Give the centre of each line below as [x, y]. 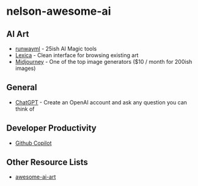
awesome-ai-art [35, 177]
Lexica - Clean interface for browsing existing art [77, 55]
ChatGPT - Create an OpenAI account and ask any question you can [101, 102]
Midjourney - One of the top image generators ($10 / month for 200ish [104, 62]
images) [25, 68]
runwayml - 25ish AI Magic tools [56, 48]
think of [25, 109]
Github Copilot [33, 143]
